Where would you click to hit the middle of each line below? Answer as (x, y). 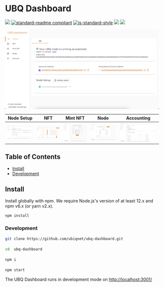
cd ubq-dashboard (24, 249)
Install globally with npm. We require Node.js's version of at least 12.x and (79, 201)
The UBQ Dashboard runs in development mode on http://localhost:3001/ (79, 279)
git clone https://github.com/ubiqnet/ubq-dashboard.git (64, 239)
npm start (15, 270)
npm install (17, 216)
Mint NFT (75, 118)
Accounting (138, 118)
